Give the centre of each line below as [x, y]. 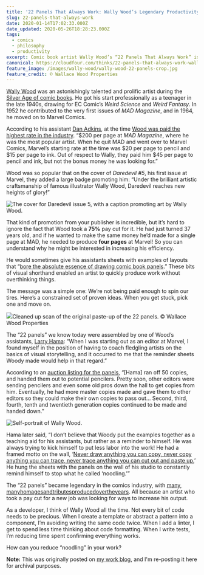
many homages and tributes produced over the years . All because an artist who [101, 492]
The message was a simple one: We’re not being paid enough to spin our [97, 291]
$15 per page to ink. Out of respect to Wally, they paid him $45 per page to [100, 155]
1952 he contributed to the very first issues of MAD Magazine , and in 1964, [100, 111]
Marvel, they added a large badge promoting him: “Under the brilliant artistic [102, 179]
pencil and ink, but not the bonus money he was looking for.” [82, 161]
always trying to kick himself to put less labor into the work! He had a [93, 448]
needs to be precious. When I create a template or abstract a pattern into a [100, 517]
